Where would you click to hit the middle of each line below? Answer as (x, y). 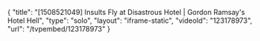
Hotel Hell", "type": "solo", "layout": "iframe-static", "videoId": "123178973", (130, 20)
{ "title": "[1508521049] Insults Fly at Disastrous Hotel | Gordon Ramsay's (126, 12)
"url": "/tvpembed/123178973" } (59, 29)
